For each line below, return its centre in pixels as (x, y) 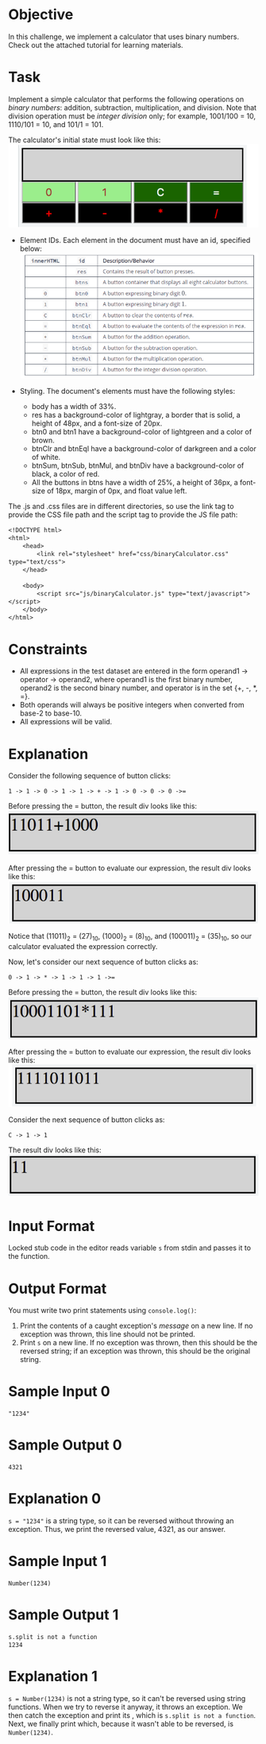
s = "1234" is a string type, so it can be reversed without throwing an (121, 1521)
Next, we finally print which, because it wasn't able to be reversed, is (121, 1723)
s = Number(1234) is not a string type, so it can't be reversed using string (127, 1698)
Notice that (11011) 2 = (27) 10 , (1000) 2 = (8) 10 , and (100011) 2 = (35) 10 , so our (130, 937)
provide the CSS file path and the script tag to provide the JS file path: (123, 515)
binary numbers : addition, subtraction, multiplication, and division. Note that (132, 107)
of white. (46, 457)
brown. (43, 440)
